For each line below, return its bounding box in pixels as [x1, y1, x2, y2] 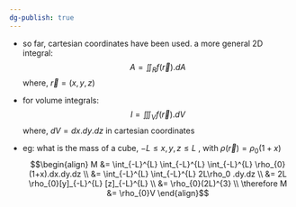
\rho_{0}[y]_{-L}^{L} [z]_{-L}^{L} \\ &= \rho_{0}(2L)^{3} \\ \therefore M [28, 178, 288, 189]
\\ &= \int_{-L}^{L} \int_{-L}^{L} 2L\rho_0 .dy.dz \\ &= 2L [83, 168, 288, 180]
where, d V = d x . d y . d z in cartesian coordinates [22, 125, 195, 136]
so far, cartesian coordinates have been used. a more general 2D [22, 38, 264, 49]
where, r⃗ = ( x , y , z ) [22, 77, 96, 88]
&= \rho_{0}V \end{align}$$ [106, 188, 210, 199]
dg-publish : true [9, 13, 75, 22]
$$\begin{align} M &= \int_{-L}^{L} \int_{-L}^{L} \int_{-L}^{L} [30, 159, 254, 170]
